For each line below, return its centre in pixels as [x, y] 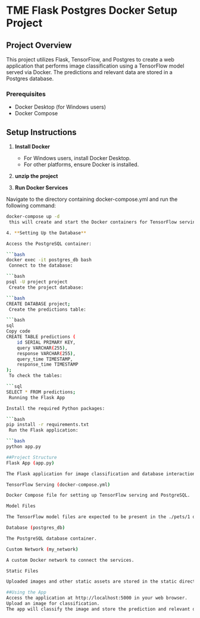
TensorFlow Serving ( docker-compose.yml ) [58, 485]
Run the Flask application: [43, 430]
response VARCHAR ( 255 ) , [46, 353]
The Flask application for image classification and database [85, 474]
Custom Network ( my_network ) [42, 549]
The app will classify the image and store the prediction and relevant [98, 609]
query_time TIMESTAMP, [45, 359]
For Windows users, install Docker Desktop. [77, 158]
